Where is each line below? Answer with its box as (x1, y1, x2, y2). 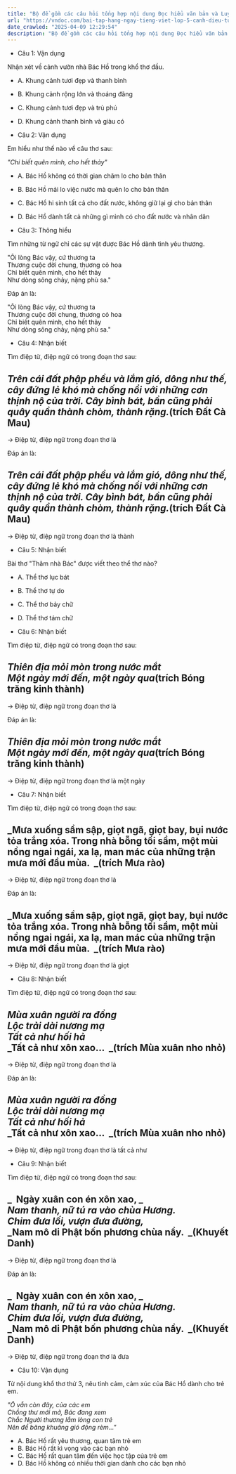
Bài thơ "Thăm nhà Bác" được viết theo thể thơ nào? (7, 559, 158, 568)
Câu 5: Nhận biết (17, 545, 67, 554)
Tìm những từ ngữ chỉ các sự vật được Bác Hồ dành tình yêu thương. (7, 240, 205, 248)
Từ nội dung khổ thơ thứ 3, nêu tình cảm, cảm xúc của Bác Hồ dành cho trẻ (7, 1380, 225, 1388)
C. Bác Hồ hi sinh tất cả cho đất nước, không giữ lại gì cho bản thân (17, 199, 213, 207)
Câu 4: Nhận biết (17, 339, 67, 348)
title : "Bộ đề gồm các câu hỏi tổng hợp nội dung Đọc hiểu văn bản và (7, 10, 218, 18)
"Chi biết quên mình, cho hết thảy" (7, 158, 107, 167)
